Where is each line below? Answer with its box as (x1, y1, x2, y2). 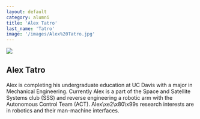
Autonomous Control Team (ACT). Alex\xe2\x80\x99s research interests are (6, 100, 194, 108)
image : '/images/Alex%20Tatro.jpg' (6, 31, 95, 37)
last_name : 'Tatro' (6, 25, 55, 32)
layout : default (6, 8, 47, 15)
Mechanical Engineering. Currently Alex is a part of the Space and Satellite (6, 88, 191, 95)
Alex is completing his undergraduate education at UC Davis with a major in (6, 82, 193, 89)
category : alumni (6, 14, 50, 20)
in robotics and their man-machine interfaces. (6, 107, 120, 114)
